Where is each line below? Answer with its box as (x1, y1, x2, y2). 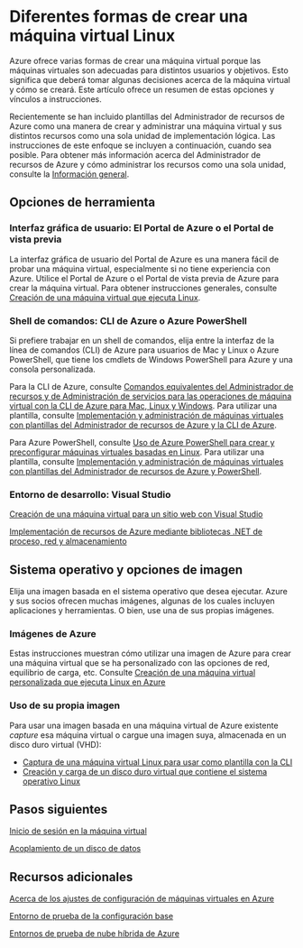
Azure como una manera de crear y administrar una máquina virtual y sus (9, 120, 282, 132)
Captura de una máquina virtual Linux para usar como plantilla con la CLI (22, 756, 293, 768)
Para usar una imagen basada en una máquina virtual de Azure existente (9, 720, 279, 731)
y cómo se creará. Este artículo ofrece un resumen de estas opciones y (9, 84, 275, 95)
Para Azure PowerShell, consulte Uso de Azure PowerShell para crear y (9, 437, 275, 447)
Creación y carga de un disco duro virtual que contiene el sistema (22, 766, 268, 777)
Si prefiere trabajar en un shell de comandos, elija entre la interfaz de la (9, 335, 275, 345)
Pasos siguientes (9, 802, 108, 817)
